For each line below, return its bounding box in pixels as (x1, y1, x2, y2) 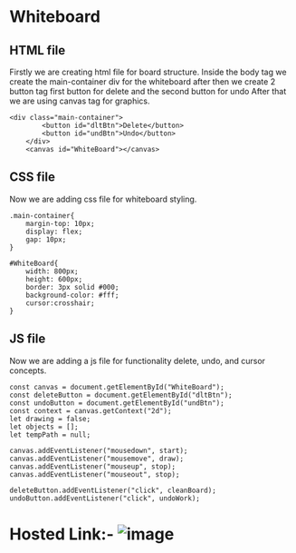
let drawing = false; (9, 414, 91, 423)
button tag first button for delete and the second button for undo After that (9, 86, 287, 96)
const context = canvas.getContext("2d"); (9, 406, 172, 415)
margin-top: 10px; (25, 219, 95, 228)
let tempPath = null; (9, 430, 91, 439)
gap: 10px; (25, 234, 67, 244)
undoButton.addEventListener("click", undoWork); (9, 493, 201, 503)
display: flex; (25, 227, 83, 236)
